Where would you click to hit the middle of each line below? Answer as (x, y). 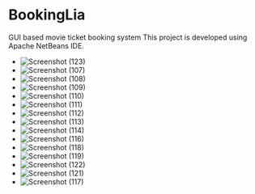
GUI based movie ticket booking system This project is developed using (128, 37)
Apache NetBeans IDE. (47, 45)
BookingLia (47, 15)
